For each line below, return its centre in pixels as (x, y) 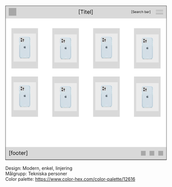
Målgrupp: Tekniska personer (36, 173)
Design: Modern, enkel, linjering (39, 168)
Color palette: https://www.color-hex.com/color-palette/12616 (70, 179)
